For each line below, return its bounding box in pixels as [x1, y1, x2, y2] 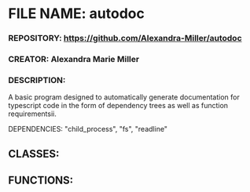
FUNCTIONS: [8, 174, 74, 187]
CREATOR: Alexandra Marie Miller [8, 54, 140, 65]
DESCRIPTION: [8, 74, 66, 85]
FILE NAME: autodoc [8, 5, 145, 23]
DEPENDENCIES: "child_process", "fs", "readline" [8, 125, 167, 134]
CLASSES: [8, 147, 60, 161]
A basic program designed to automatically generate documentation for [8, 92, 240, 102]
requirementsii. [8, 109, 57, 118]
